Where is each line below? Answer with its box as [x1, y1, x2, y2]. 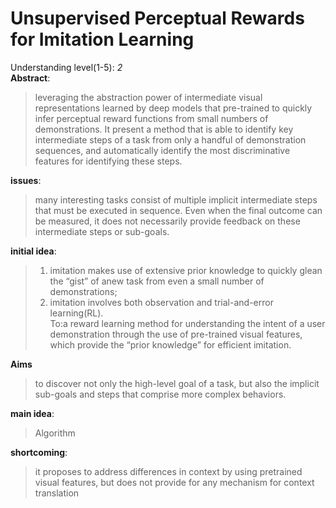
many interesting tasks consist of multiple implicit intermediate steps [34, 193, 318, 206]
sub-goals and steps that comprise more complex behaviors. [34, 388, 287, 400]
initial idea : [10, 245, 57, 257]
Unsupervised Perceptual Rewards [10, 7, 305, 30]
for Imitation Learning [10, 28, 195, 51]
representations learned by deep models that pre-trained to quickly [34, 102, 313, 114]
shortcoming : [10, 446, 68, 458]
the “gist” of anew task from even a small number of [49, 275, 265, 287]
